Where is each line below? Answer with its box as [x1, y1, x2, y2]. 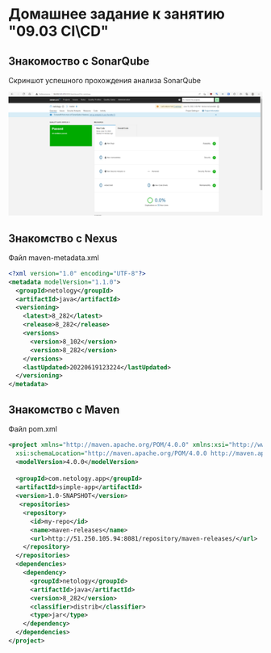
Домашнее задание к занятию [8, 5, 226, 23]
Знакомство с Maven [8, 402, 120, 416]
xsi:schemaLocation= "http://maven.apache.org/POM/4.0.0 [15, 449, 207, 457]
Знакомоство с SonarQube [8, 54, 150, 68]
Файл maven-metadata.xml [8, 252, 99, 263]
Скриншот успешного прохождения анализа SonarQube [8, 76, 202, 85]
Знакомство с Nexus [8, 231, 119, 245]
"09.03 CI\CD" [8, 22, 109, 40]
